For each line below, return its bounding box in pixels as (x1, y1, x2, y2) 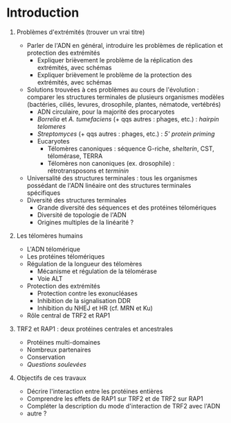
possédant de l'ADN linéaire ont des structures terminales (26, 181, 192, 189)
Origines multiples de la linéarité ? (37, 218, 134, 226)
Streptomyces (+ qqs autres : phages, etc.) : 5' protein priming (37, 130, 215, 138)
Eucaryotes (37, 137, 70, 145)
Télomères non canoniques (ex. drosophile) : (47, 159, 175, 167)
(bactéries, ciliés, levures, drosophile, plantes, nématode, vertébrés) (26, 100, 221, 108)
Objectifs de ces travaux (16, 373, 87, 382)
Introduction (6, 5, 80, 21)
